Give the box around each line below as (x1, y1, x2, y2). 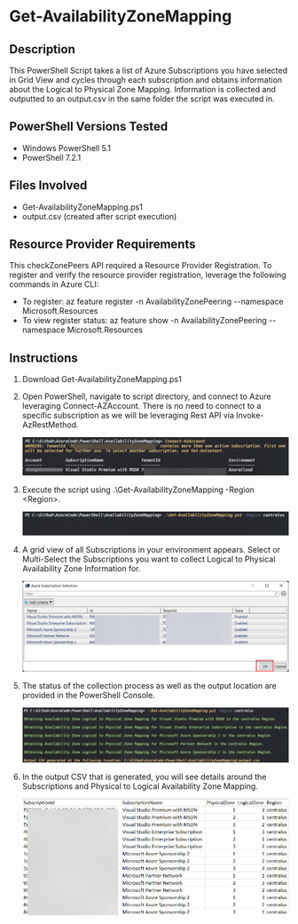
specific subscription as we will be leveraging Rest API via (21, 410, 235, 421)
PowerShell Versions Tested (9, 119, 169, 134)
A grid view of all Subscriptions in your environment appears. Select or (21, 544, 281, 554)
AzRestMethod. (21, 419, 79, 430)
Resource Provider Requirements (9, 237, 196, 252)
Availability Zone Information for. (21, 562, 141, 574)
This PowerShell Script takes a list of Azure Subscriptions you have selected (9, 65, 288, 76)
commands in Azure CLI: (9, 279, 99, 290)
